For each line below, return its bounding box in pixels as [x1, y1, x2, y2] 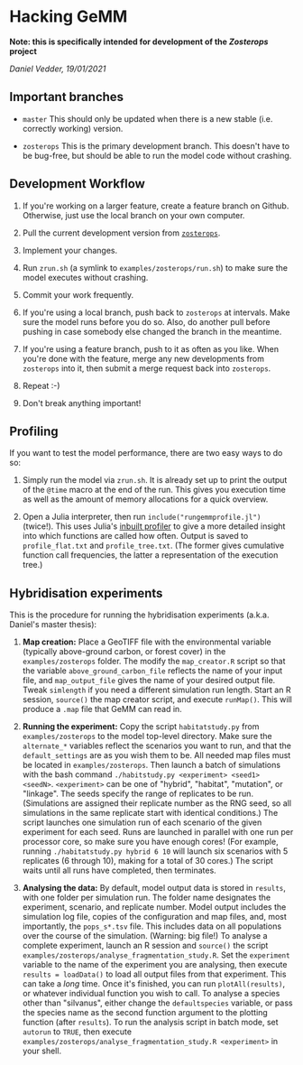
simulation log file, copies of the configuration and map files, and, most [22, 912, 287, 922]
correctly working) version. [22, 123, 124, 134]
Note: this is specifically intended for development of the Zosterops [9, 36, 269, 47]
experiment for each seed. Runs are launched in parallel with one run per [22, 827, 294, 838]
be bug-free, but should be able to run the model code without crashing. [22, 150, 292, 161]
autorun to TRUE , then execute [22, 1026, 133, 1037]
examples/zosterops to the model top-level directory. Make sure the [22, 731, 272, 742]
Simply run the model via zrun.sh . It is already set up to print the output [22, 475, 288, 486]
